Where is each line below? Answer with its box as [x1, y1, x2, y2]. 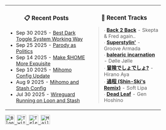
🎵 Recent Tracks [101, 14, 147, 22]
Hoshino [103, 97, 124, 104]
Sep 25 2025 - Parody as [16, 41, 77, 48]
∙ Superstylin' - [103, 39, 141, 46]
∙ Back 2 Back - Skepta [103, 27, 159, 33]
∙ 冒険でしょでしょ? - [103, 65, 154, 71]
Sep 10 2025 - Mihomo [16, 66, 72, 73]
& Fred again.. [103, 33, 136, 40]
